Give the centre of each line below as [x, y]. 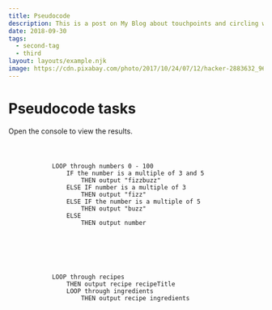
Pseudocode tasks [72, 108]
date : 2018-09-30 [38, 31]
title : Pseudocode [39, 16]
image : [19, 69]
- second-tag [38, 46]
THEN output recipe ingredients [135, 299]
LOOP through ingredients [110, 291]
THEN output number [114, 223]
